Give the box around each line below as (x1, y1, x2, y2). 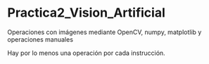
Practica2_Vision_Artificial (7, 5, 165, 21)
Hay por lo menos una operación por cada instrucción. (7, 49, 165, 57)
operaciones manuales (7, 35, 74, 43)
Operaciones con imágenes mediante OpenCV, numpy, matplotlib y (7, 28, 202, 36)
